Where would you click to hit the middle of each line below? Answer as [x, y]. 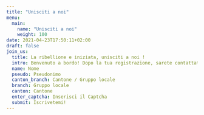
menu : [13, 18]
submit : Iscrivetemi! [39, 102]
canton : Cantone [32, 91]
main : [19, 23]
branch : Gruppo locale [40, 86]
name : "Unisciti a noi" [47, 29]
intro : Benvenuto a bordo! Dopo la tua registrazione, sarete [92, 63]
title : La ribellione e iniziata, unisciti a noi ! [79, 57]
